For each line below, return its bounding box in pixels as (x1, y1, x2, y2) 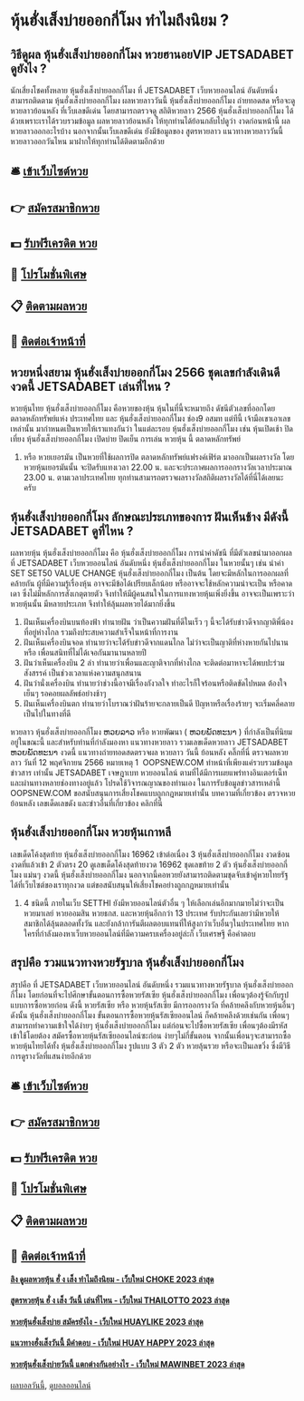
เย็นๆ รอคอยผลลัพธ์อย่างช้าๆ (23, 687, 107, 698)
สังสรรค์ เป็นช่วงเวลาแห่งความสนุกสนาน (23, 667, 142, 678)
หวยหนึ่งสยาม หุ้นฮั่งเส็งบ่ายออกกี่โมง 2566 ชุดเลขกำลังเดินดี (10, 365, 280, 380)
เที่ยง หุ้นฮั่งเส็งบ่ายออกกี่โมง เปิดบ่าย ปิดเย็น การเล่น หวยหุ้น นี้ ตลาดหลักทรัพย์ (10, 433, 242, 444)
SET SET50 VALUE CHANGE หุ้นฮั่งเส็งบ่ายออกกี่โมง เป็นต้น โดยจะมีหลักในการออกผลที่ (10, 568, 289, 579)
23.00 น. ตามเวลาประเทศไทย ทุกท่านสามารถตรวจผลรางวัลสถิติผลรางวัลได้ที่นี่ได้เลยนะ (23, 472, 284, 483)
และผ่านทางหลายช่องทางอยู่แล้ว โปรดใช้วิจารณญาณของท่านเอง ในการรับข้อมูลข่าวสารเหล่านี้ (10, 777, 281, 788)
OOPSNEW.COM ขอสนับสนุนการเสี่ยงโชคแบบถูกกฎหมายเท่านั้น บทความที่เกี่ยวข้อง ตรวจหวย (10, 787, 296, 798)
